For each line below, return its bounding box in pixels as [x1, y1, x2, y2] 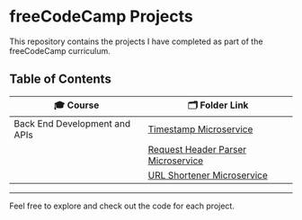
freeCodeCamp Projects [9, 6, 193, 27]
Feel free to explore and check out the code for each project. [9, 200, 235, 211]
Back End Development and [13, 117, 131, 129]
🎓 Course [53, 99, 100, 111]
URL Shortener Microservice [147, 169, 268, 181]
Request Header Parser [147, 143, 247, 155]
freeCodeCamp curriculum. [9, 45, 111, 56]
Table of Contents [9, 72, 112, 87]
